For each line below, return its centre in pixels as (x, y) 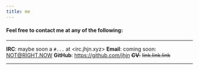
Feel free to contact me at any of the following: (65, 31)
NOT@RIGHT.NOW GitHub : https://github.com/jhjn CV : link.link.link (88, 55)
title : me (18, 11)
